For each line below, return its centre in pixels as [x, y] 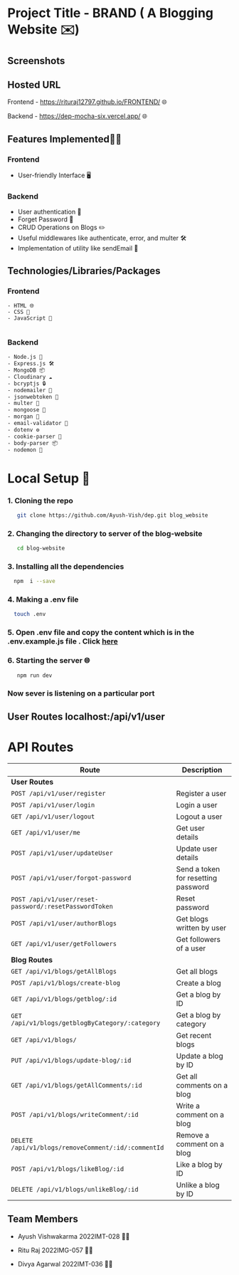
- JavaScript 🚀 [30, 318]
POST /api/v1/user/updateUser [62, 853]
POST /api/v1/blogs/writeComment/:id [75, 1114]
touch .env [30, 614]
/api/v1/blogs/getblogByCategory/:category [86, 1023]
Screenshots [36, 61]
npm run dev [34, 675]
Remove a [193, 1135]
